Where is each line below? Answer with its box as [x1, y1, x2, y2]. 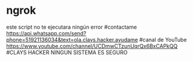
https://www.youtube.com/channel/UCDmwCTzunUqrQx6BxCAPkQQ [6, 42, 178, 50]
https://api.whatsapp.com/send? [6, 29, 87, 36]
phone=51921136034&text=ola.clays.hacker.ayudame [6, 36, 138, 43]
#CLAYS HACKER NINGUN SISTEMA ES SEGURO [6, 48, 128, 56]
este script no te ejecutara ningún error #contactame [6, 23, 137, 30]
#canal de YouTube [139, 36, 187, 43]
